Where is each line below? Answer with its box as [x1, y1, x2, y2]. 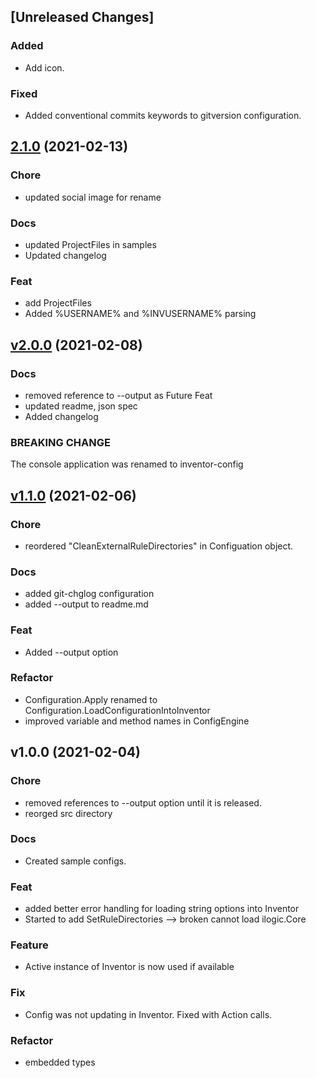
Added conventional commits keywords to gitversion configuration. [24, 109, 302, 121]
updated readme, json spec [24, 400, 138, 412]
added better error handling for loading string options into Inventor [24, 903, 300, 915]
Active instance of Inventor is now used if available [24, 961, 235, 973]
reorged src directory [24, 807, 113, 819]
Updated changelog [24, 249, 107, 261]
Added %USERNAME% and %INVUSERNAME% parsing [24, 308, 257, 320]
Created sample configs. [24, 855, 127, 867]
